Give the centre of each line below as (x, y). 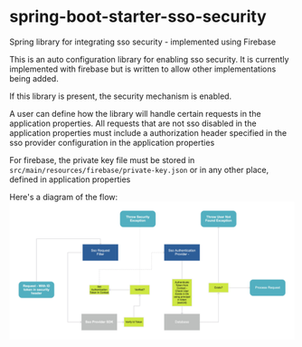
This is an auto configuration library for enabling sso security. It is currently (149, 59)
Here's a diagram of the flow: (64, 197)
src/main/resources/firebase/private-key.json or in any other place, (139, 169)
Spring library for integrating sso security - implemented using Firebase (143, 42)
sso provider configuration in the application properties (112, 142)
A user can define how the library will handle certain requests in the (135, 113)
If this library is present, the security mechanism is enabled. (121, 96)
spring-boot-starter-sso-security (138, 17)
